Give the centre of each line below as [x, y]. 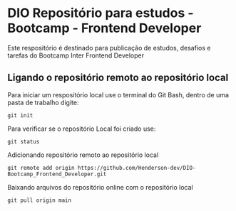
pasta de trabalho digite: [43, 102]
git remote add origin [41, 168]
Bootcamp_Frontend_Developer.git [57, 174]
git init [20, 115]
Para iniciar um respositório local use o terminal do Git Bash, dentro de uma [118, 94]
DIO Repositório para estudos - [101, 13]
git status [24, 141]
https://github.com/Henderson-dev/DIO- [137, 168]
